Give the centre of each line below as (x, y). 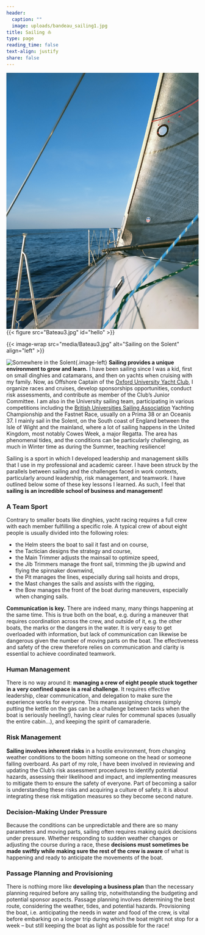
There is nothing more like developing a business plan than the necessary (100, 887)
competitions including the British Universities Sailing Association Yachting (100, 407)
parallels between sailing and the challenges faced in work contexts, (92, 471)
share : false (23, 58)
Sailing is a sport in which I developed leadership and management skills (98, 458)
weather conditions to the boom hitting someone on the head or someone (99, 757)
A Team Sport (27, 506)
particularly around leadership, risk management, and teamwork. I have (96, 478)
